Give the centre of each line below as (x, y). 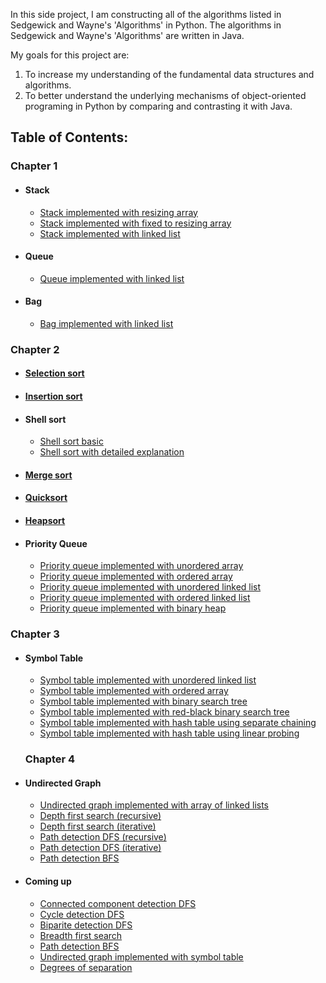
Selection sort (54, 373)
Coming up (48, 881)
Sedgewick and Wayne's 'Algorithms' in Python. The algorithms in (146, 25)
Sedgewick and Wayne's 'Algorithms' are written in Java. (127, 35)
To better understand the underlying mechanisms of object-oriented (165, 95)
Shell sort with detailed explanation (112, 452)
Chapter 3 (35, 634)
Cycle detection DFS (82, 914)
